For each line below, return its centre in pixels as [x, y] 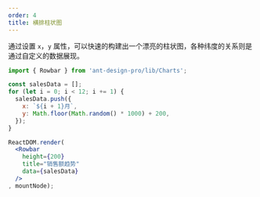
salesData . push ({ [43, 99]
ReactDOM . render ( [36, 142]
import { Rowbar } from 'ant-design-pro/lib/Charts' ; [98, 70]
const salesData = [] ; [45, 84]
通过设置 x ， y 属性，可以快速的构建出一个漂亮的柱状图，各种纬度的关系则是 [130, 46]
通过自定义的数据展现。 [46, 56]
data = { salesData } [51, 171]
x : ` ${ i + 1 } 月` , [50, 106]
